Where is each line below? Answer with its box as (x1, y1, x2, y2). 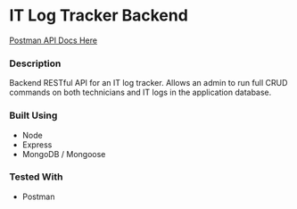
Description (9, 57, 62, 70)
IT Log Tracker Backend (9, 5, 189, 26)
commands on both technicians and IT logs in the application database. (9, 87, 272, 98)
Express (21, 139, 53, 150)
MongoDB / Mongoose (21, 148, 106, 159)
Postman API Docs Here (9, 35, 98, 46)
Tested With (9, 171, 63, 183)
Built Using (9, 109, 58, 121)
